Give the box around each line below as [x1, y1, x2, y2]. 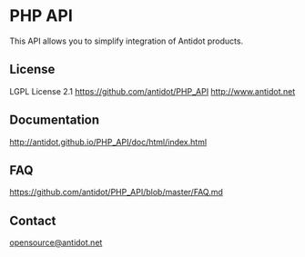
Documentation [9, 113, 100, 128]
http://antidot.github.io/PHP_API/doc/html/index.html [9, 136, 208, 147]
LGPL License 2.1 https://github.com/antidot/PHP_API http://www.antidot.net [9, 85, 296, 96]
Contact [9, 213, 56, 228]
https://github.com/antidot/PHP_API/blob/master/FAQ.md [9, 187, 223, 198]
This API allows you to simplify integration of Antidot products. [9, 35, 244, 46]
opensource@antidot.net [9, 237, 103, 248]
